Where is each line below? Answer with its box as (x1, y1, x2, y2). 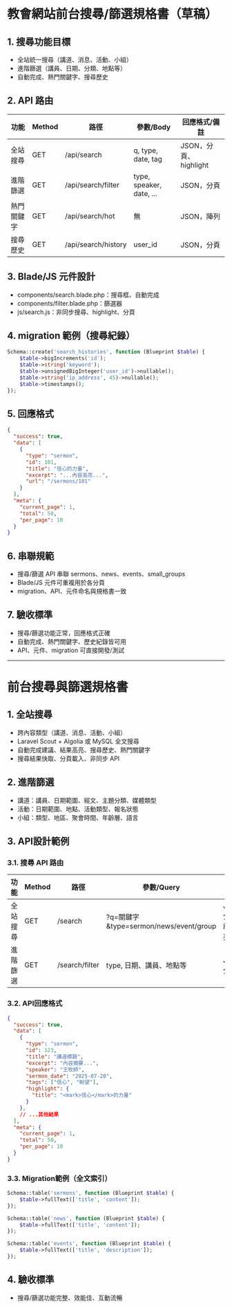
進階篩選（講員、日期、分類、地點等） (17, 64, 126, 72)
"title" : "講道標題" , (25, 1053, 84, 1060)
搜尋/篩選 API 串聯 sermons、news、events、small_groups (17, 570, 186, 578)
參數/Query (142, 883, 181, 892)
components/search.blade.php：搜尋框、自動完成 (17, 291, 159, 299)
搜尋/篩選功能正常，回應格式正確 (17, 629, 110, 637)
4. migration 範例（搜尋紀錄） (7, 330, 135, 342)
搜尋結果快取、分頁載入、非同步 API (17, 754, 120, 763)
